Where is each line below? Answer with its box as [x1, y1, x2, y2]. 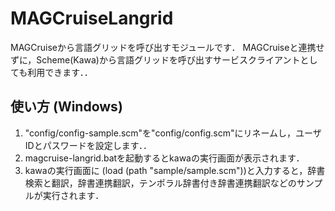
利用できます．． [27, 66, 93, 78]
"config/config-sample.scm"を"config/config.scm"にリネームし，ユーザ [24, 127, 322, 139]
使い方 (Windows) [10, 98, 123, 116]
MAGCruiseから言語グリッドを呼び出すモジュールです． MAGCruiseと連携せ [10, 41, 325, 53]
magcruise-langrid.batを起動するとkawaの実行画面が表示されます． [24, 152, 305, 164]
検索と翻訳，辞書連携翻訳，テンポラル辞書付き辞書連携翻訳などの [24, 177, 297, 189]
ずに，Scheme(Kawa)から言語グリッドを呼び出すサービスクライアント [10, 53, 301, 66]
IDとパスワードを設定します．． [24, 139, 153, 151]
